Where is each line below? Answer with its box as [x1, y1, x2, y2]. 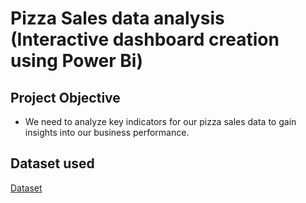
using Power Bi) [10, 50, 143, 72]
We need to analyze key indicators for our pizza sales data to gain [24, 116, 297, 127]
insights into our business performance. [24, 127, 190, 138]
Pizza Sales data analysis [10, 7, 225, 30]
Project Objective [10, 89, 121, 106]
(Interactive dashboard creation [10, 28, 280, 51]
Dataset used [10, 155, 95, 172]
